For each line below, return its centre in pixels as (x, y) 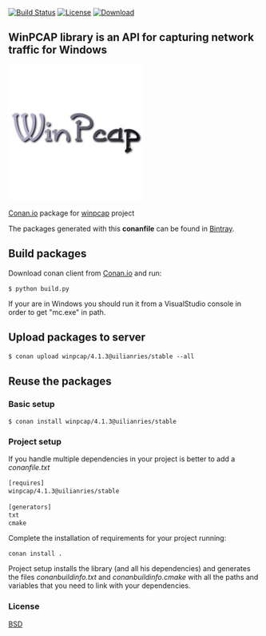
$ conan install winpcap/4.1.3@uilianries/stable (93, 422)
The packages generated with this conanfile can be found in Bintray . (121, 228)
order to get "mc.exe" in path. (57, 312)
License (24, 606)
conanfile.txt (29, 468)
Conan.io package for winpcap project (71, 213)
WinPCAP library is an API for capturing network (131, 37)
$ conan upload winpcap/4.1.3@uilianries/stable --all (101, 356)
